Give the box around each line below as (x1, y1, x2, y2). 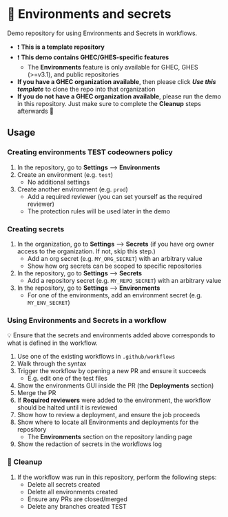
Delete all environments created (27, 487, 118, 496)
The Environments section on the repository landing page (27, 433, 193, 441)
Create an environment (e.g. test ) (17, 170, 114, 178)
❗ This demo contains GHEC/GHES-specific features (17, 53, 169, 61)
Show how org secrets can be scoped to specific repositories (27, 262, 202, 270)
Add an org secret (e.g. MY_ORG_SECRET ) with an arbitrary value (27, 254, 203, 262)
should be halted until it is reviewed (17, 403, 118, 412)
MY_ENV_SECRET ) (27, 298, 70, 306)
